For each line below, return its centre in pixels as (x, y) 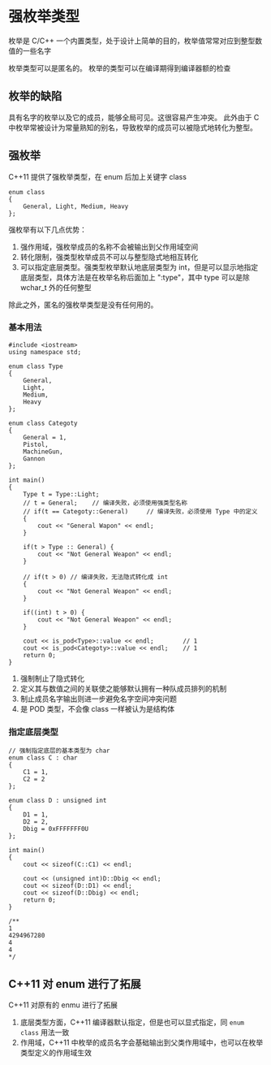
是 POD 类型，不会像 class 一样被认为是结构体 (97, 708)
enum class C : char (43, 758)
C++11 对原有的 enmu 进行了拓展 (63, 1005)
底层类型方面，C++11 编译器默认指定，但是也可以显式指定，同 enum (132, 1022)
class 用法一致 (45, 1032)
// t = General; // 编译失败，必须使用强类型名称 (105, 503)
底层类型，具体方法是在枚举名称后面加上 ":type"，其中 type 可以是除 (135, 277)
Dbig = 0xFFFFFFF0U (56, 829)
